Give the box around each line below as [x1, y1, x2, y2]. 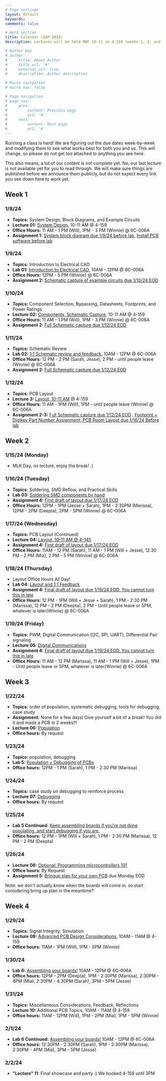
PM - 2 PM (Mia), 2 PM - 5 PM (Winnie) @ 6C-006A [12, 553, 118, 559]
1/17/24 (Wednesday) [5, 520, 58, 527]
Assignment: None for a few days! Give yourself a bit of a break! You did [12, 714, 162, 721]
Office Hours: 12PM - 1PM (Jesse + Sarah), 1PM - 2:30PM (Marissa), [12, 502, 153, 508]
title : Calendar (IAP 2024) [5, 35, 63, 40]
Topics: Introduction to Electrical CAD [12, 261, 90, 267]
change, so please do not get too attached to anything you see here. [5, 150, 145, 157]
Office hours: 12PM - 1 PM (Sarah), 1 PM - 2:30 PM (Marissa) [12, 764, 138, 770]
